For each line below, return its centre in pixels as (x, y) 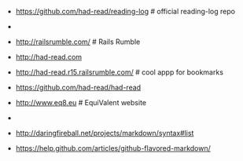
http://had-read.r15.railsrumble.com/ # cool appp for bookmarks (120, 72)
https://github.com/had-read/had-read (78, 87)
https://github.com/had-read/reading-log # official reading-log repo (125, 11)
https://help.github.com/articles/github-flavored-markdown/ (113, 148)
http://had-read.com (49, 57)
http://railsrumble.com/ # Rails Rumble (78, 42)
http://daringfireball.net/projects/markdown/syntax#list (105, 133)
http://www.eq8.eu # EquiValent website (81, 102)
